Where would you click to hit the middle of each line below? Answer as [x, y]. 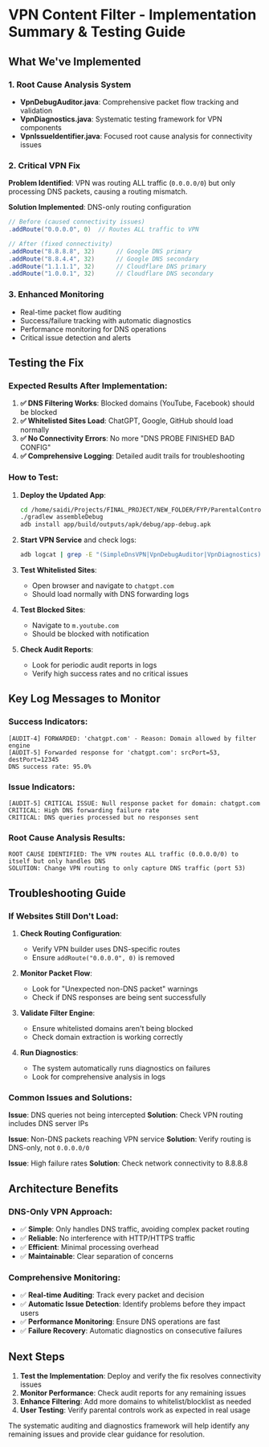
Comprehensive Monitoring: [65, 1277]
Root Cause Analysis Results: [67, 837]
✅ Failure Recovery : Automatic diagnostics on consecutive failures [131, 1331]
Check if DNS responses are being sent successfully [119, 997]
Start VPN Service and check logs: [78, 540]
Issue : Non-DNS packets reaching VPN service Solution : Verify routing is [130, 1139]
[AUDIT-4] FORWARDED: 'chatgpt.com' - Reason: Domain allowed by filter [132, 738]
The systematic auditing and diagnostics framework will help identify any [129, 1426]
